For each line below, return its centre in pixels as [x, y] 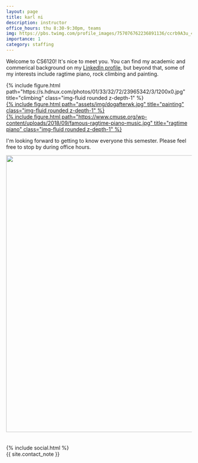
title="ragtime [171, 123]
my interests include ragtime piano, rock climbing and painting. [82, 74]
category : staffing [30, 45]
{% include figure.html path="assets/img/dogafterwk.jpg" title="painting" [95, 104]
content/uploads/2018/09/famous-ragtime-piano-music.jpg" [80, 123]
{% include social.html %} [38, 448]
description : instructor [37, 22]
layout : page [22, 12]
